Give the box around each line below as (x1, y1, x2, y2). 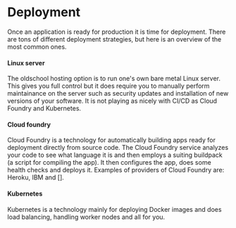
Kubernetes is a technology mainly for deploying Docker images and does (7, 205, 222, 213)
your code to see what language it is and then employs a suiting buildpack (7, 151, 223, 159)
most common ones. (7, 42, 67, 51)
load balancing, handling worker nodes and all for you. (7, 213, 166, 221)
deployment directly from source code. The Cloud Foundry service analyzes (7, 144, 229, 152)
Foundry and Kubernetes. (7, 104, 82, 113)
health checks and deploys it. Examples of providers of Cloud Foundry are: (7, 166, 225, 175)
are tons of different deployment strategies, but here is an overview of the (7, 34, 222, 43)
